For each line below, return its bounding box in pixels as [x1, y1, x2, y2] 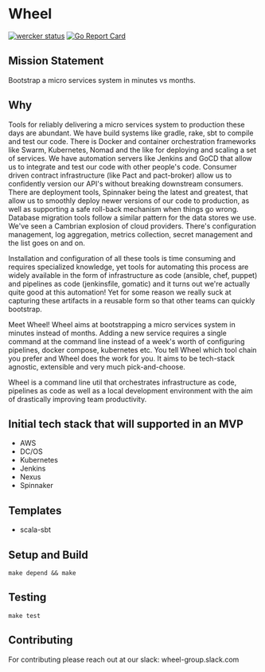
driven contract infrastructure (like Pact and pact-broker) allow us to [8, 170, 232, 180]
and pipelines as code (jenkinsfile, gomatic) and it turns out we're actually [8, 279, 251, 288]
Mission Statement [8, 54, 104, 68]
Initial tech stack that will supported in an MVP [8, 417, 244, 431]
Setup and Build [8, 548, 89, 561]
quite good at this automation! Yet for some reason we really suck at [8, 287, 232, 297]
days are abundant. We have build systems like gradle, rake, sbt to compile [8, 128, 254, 138]
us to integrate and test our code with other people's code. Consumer [8, 162, 237, 171]
